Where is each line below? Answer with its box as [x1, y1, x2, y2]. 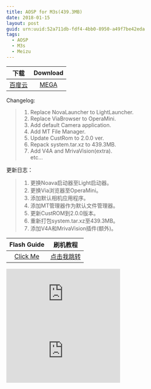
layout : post [6, 20, 39, 26]
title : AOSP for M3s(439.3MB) [6, 9, 83, 15]
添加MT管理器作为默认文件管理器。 [30, 202, 119, 209]
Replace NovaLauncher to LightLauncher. [30, 108, 134, 115]
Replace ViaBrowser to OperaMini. [30, 115, 116, 122]
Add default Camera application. [30, 121, 112, 128]
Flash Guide [9, 240, 45, 249]
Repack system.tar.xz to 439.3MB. [30, 140, 116, 148]
